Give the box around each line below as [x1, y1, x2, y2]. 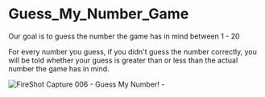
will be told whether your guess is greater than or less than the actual [8, 55, 238, 65]
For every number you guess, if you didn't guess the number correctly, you [8, 46, 258, 56]
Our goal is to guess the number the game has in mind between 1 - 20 [8, 31, 240, 41]
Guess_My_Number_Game [8, 5, 189, 23]
